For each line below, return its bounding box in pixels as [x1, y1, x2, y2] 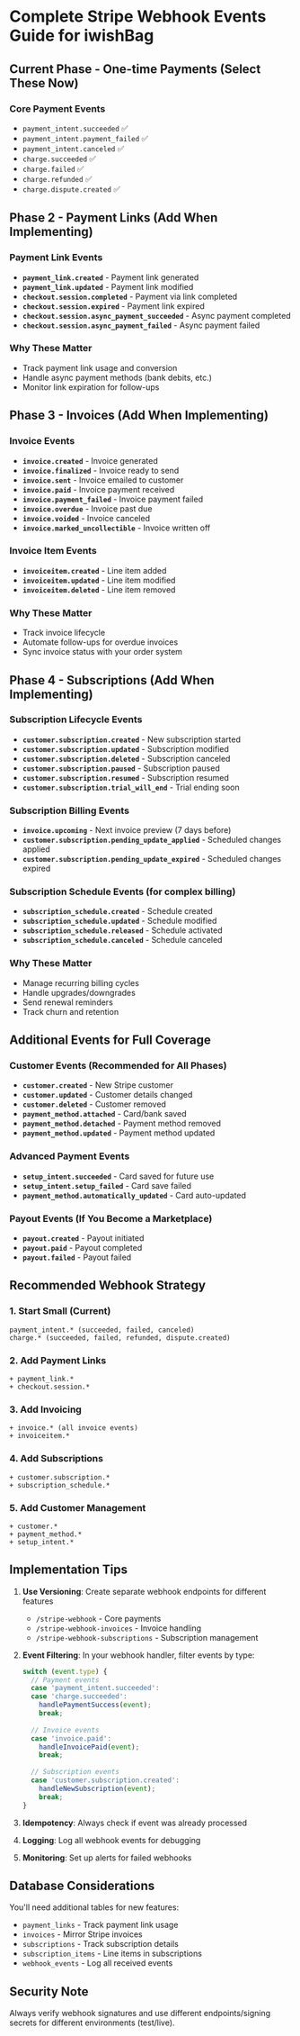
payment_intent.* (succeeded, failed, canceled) [9, 1326, 195, 1335]
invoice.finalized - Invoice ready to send [22, 465, 180, 475]
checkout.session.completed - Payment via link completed [22, 291, 238, 302]
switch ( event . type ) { [22, 1667, 108, 1676]
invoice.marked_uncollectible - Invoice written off [22, 522, 211, 533]
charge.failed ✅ [22, 163, 84, 174]
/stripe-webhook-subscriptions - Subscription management [35, 1632, 259, 1642]
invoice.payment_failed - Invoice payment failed [22, 493, 204, 504]
